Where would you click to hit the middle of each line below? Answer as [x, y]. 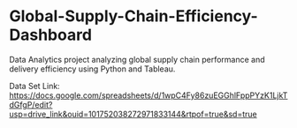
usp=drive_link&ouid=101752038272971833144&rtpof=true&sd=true [133, 114]
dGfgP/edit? [31, 104]
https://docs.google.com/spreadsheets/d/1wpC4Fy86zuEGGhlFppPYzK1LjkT [148, 95]
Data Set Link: [34, 86]
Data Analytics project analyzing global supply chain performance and [137, 59]
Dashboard [51, 35]
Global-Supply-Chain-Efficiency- [133, 16]
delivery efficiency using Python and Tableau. [92, 69]
